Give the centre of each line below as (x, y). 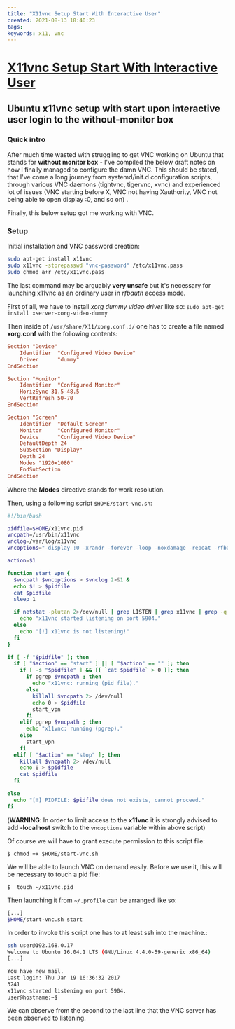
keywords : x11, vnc (36, 33)
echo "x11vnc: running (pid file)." (86, 684)
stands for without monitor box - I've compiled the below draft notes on (111, 163)
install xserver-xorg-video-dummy (58, 313)
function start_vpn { (39, 573)
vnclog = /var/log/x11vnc (42, 541)
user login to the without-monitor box (91, 119)
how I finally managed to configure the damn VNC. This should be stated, (113, 170)
